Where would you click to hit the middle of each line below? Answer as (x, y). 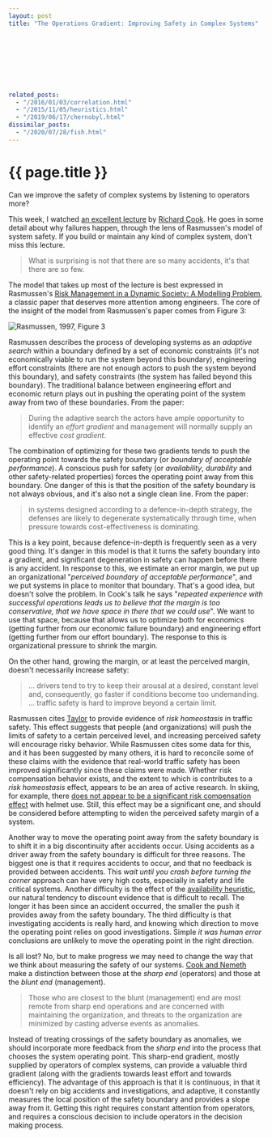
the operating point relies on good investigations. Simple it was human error (135, 932)
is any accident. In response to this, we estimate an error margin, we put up (134, 568)
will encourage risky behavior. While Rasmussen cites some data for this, (130, 744)
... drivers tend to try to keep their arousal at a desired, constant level (143, 686)
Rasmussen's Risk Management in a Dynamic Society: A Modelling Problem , (136, 293)
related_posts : (34, 95)
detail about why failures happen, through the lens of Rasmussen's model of (136, 227)
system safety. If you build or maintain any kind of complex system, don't (130, 236)
